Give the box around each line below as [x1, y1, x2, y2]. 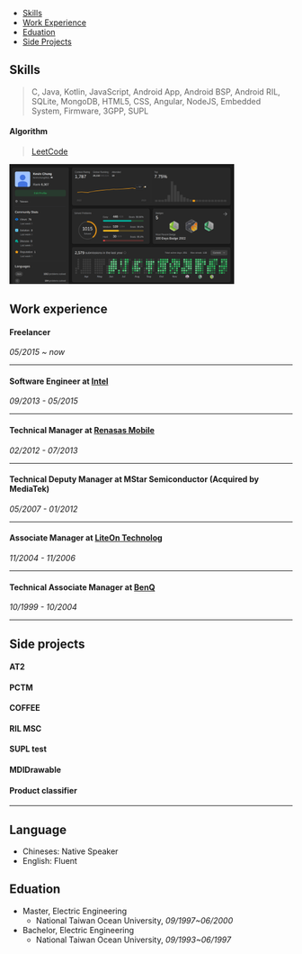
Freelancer [9, 326, 51, 337]
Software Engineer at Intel [9, 376, 109, 386]
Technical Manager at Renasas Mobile [9, 424, 155, 435]
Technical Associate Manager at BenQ [9, 581, 155, 593]
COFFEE [9, 703, 40, 713]
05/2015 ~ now [9, 347, 66, 358]
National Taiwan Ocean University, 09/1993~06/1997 [35, 934, 232, 945]
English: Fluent [22, 856, 78, 867]
